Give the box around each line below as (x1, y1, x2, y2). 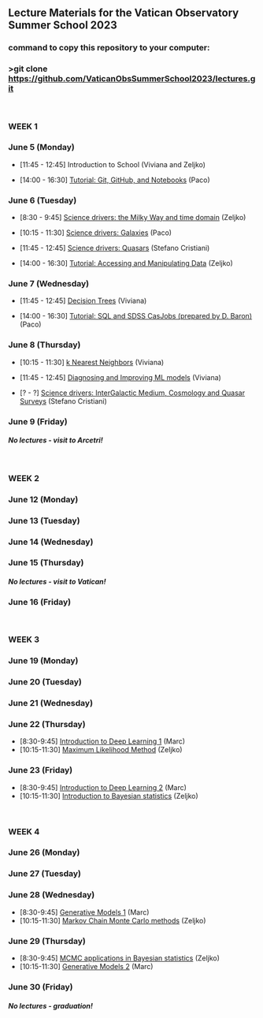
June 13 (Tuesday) (8, 515, 80, 526)
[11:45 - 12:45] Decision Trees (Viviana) (19, 296, 147, 306)
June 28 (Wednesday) (8, 889, 95, 901)
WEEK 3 (8, 634, 40, 645)
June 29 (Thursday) (8, 935, 87, 946)
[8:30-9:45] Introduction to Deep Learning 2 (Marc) (19, 782, 187, 792)
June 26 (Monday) (8, 847, 80, 858)
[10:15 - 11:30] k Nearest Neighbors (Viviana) (19, 357, 165, 367)
